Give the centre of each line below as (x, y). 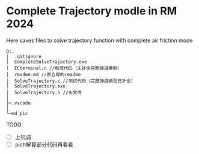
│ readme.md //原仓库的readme (44, 74)
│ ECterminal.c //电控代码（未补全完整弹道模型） (64, 68)
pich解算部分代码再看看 (44, 144)
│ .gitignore (24, 56)
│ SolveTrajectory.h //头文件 (44, 92)
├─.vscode (19, 103)
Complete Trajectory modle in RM (92, 11)
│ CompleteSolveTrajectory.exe (47, 62)
